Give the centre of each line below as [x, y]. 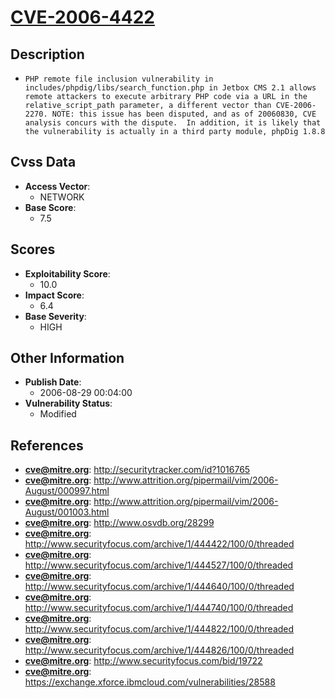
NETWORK [62, 197]
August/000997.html [67, 491]
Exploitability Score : [67, 273]
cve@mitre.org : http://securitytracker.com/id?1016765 [137, 470]
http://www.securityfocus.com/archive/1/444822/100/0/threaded [159, 629]
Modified [58, 414]
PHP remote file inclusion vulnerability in [119, 79]
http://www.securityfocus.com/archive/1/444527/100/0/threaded [159, 565]
